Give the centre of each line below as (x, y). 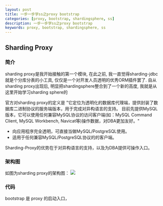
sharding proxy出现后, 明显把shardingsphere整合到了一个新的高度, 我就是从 (81, 86)
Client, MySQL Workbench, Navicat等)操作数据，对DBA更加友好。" (72, 121)
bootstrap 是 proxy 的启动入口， (37, 199)
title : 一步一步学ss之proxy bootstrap (42, 14)
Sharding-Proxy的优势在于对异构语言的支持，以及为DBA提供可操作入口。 (79, 147)
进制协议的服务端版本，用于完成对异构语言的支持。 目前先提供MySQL (88, 108)
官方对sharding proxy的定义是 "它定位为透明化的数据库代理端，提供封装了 (79, 103)
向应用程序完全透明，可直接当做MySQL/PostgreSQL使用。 (71, 131)
